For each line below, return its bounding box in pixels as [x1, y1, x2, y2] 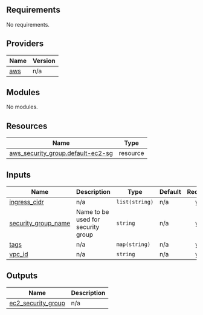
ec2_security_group [9, 299, 65, 307]
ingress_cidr [9, 198, 44, 207]
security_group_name [9, 219, 71, 228]
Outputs [6, 271, 38, 281]
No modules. [6, 103, 38, 111]
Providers [6, 39, 44, 49]
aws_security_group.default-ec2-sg [9, 149, 113, 157]
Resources [6, 121, 48, 131]
